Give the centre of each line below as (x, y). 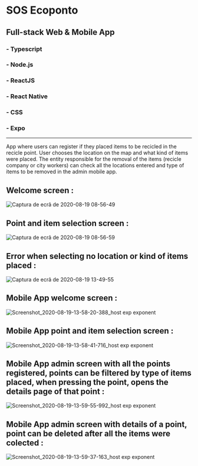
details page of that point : (55, 391)
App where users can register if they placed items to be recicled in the (91, 147)
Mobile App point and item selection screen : (90, 331)
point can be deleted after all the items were (88, 433)
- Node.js (20, 64)
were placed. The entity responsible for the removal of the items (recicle (94, 159)
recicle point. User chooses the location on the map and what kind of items (97, 153)
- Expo (16, 128)
